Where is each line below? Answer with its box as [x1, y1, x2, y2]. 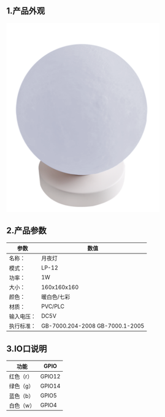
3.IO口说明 [6, 344, 47, 354]
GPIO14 [40, 382, 61, 389]
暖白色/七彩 [41, 293, 71, 301]
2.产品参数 [6, 225, 47, 236]
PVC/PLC [41, 302, 65, 310]
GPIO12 [40, 372, 61, 380]
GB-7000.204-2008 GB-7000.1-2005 [41, 322, 145, 329]
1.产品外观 [6, 6, 45, 17]
